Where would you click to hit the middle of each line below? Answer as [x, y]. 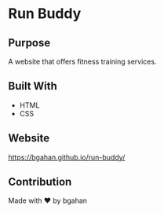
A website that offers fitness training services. [82, 61]
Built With [33, 86]
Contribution [40, 182]
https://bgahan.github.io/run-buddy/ [67, 157]
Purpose [29, 43]
